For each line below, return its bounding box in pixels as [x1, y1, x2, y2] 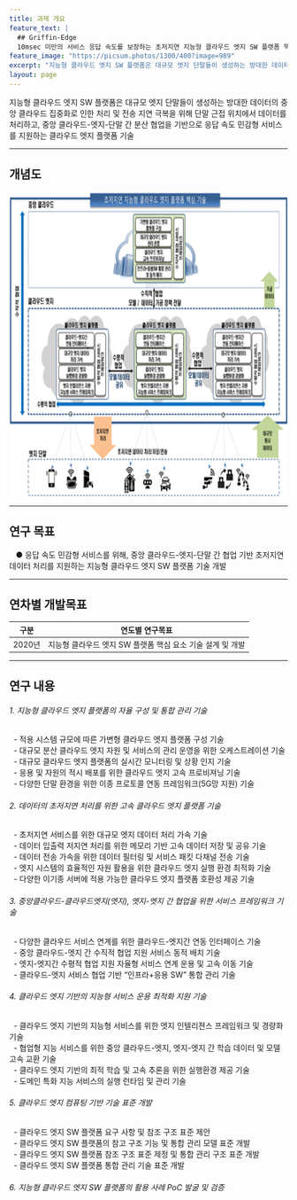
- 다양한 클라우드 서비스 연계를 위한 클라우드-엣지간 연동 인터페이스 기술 [12, 936, 262, 947]
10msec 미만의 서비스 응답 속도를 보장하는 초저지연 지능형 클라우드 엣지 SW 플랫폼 [17, 43, 280, 51]
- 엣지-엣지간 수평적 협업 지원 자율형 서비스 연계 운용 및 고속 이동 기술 [12, 958, 254, 969]
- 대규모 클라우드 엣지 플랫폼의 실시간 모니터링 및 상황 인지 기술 [12, 756, 232, 767]
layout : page [9, 71, 57, 80]
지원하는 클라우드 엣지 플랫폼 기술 [18, 129, 134, 141]
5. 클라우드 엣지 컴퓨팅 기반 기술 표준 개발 [9, 1097, 153, 1108]
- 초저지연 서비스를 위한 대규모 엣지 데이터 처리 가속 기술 [12, 830, 208, 840]
